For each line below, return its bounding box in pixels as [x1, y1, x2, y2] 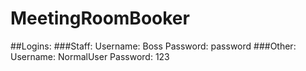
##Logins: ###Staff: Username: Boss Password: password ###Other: [10, 40, 297, 52]
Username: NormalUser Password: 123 [10, 50, 170, 62]
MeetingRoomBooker [10, 7, 190, 30]
